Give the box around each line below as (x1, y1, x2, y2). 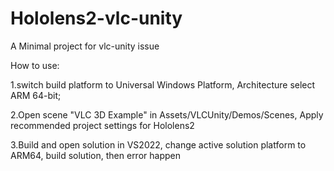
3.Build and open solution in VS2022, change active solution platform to (10, 138, 307, 151)
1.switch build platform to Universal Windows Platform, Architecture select (10, 78, 316, 91)
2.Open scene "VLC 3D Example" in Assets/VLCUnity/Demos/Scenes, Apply (10, 108, 324, 121)
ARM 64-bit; (10, 89, 62, 101)
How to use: (10, 59, 60, 71)
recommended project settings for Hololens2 (10, 119, 195, 131)
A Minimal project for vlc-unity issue (10, 40, 160, 52)
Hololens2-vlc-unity (10, 7, 183, 30)
